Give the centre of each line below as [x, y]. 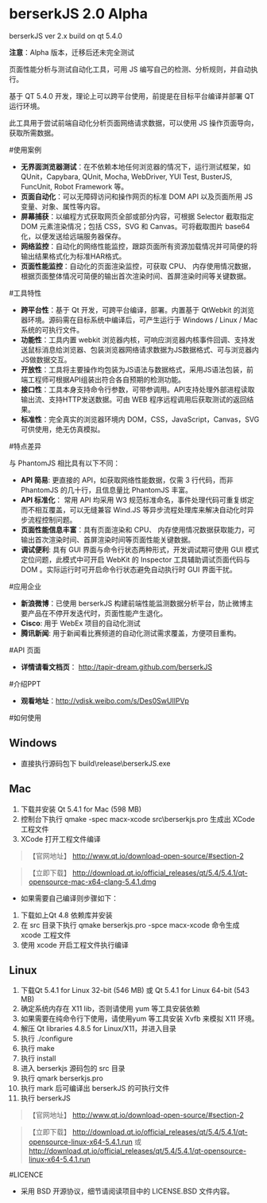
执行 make [37, 1049]
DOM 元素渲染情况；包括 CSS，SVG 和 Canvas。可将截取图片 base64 [135, 226]
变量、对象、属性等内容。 [62, 206]
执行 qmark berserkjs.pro [62, 1078]
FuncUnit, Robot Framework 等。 [74, 186]
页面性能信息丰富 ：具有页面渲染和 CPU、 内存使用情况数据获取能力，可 [138, 529]
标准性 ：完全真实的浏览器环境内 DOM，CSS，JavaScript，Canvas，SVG [140, 419]
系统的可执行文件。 [52, 329]
